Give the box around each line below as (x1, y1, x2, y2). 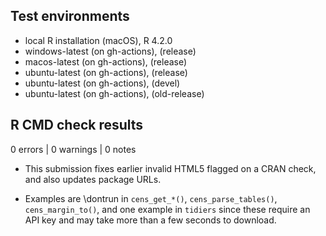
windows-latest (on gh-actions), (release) (24, 45, 197, 57)
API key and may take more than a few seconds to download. (24, 214, 277, 226)
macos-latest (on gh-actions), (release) (24, 55, 188, 68)
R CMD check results (10, 117, 144, 134)
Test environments (10, 8, 130, 25)
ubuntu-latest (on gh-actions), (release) (24, 66, 188, 78)
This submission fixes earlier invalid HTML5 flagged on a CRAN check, (24, 162, 317, 174)
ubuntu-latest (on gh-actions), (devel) (24, 77, 181, 89)
